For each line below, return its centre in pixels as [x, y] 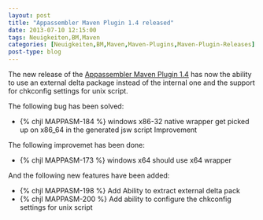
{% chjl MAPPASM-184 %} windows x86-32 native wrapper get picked [134, 121]
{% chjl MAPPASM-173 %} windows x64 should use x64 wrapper [126, 160]
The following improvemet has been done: [77, 145]
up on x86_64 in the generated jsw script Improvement [108, 130]
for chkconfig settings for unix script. [68, 91]
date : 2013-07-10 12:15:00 [52, 30]
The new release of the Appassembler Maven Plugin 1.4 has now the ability [130, 74]
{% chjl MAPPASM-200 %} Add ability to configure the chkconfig [126, 199]
